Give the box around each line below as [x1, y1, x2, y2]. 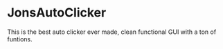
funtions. [7, 35, 33, 43]
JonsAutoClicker [7, 5, 107, 21]
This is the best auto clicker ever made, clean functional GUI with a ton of [7, 28, 217, 36]
